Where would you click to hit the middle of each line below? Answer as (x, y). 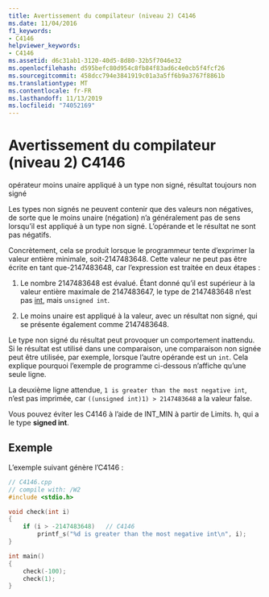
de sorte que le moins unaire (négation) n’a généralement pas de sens (124, 218)
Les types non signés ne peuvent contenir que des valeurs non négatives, (131, 209)
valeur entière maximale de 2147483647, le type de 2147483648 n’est (135, 292)
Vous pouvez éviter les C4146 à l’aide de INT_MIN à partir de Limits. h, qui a (134, 414)
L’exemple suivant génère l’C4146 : (66, 467)
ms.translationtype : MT (48, 83)
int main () (27, 556)
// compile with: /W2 (45, 489)
